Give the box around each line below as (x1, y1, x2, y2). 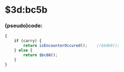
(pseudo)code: (5, 22, 43, 29)
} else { (14, 48, 33, 53)
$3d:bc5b (5, 4, 48, 16)
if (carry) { (14, 39, 42, 44)
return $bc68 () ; (23, 52, 58, 57)
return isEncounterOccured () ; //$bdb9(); (23, 43, 120, 48)
